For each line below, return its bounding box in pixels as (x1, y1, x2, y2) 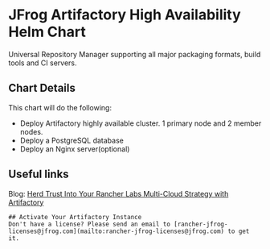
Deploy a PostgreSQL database (19, 135, 125, 145)
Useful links (8, 168, 70, 181)
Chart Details (8, 81, 76, 95)
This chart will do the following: (8, 102, 112, 112)
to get (227, 227, 250, 235)
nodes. (19, 127, 43, 136)
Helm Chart (8, 23, 86, 41)
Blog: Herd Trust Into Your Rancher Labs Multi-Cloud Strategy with (8, 189, 229, 198)
